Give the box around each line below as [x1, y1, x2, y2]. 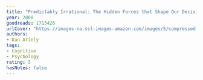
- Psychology [6, 54, 39, 60]
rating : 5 [6, 59, 31, 65]
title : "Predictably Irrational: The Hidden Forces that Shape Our [6, 8, 180, 15]
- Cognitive [6, 48, 36, 54]
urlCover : [6, 25, 31, 32]
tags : [6, 43, 20, 49]
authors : [6, 31, 28, 37]
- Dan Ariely [6, 37, 39, 43]
